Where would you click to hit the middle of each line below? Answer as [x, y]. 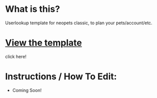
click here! [16, 56]
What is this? [33, 9]
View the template [43, 43]
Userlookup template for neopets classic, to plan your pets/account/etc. [79, 23]
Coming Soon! [27, 90]
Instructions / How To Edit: [61, 76]
